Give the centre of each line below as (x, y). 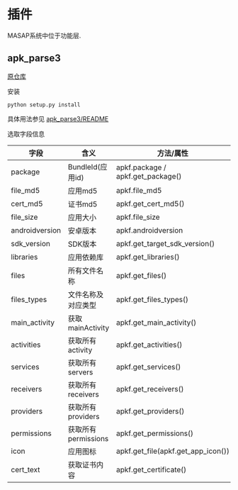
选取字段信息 (26, 134)
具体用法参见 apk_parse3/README (58, 118)
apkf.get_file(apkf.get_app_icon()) (173, 451)
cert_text (25, 469)
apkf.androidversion (149, 230)
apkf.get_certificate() (151, 469)
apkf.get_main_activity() (156, 322)
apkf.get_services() (148, 367)
